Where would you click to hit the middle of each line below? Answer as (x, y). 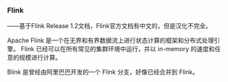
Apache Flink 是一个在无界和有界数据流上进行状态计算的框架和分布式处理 (111, 40)
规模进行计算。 (40, 57)
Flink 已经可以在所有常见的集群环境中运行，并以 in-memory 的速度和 (117, 49)
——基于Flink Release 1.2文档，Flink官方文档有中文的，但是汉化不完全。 (110, 26)
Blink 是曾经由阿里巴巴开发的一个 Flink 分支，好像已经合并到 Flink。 (103, 72)
